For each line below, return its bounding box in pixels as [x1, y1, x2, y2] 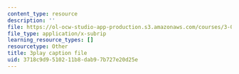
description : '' [7, 17, 55, 24]
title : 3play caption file [7, 50, 87, 57]
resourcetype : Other [7, 43, 69, 50]
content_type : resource [7, 10, 78, 18]
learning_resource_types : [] [7, 37, 94, 44]
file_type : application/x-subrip [7, 30, 107, 37]
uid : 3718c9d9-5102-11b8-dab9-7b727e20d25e [7, 56, 139, 63]
